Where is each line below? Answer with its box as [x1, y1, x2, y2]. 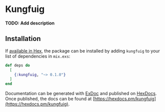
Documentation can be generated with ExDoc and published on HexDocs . [5, 90, 157, 96]
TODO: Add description [5, 20, 55, 26]
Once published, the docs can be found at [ [5, 96, 95, 102]
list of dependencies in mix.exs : [5, 53, 70, 59]
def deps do [5, 62, 30, 68]
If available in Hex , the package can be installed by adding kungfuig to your [5, 47, 160, 53]
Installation [5, 34, 41, 43]
